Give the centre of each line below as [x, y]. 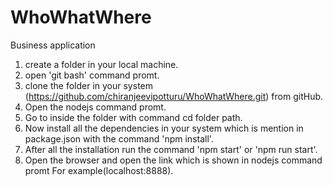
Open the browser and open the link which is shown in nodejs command [173, 160]
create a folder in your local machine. [101, 64]
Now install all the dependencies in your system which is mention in [164, 128]
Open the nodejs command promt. [95, 107]
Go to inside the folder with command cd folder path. [133, 117]
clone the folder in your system [88, 85]
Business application [53, 45]
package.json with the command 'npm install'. [119, 138]
